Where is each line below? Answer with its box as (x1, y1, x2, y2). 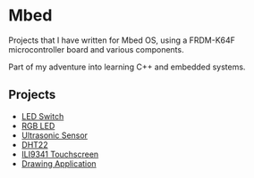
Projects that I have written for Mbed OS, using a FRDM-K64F (8, 35, 236, 45)
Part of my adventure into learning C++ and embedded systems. (8, 61, 246, 72)
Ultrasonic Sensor (21, 130, 89, 141)
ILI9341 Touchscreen (21, 149, 99, 159)
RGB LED (21, 120, 55, 131)
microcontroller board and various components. (8, 44, 184, 54)
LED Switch (21, 110, 64, 121)
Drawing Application (21, 158, 97, 169)
